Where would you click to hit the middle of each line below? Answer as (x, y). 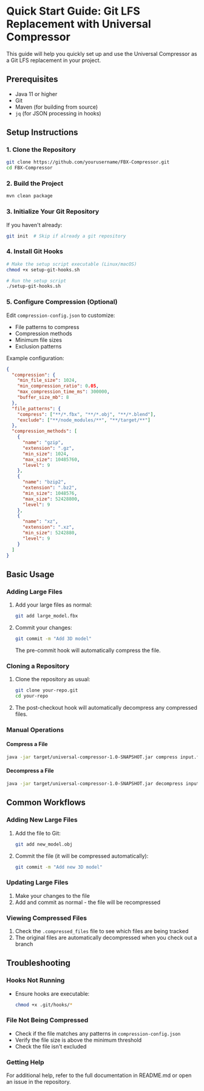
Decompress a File (30, 771)
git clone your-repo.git (46, 690)
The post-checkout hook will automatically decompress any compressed (106, 707)
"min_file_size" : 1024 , (47, 381)
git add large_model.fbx (46, 616)
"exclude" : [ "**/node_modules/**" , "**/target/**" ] (84, 420)
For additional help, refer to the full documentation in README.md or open (99, 1075)
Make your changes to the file (52, 896)
